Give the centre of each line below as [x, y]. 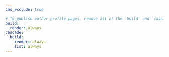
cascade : [14, 33]
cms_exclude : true [24, 10]
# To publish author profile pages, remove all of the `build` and [77, 19]
